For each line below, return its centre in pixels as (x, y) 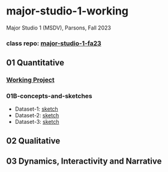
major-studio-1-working (67, 11)
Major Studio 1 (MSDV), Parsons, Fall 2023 (58, 28)
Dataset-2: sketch (37, 115)
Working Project (31, 80)
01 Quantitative (35, 63)
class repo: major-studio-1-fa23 (54, 43)
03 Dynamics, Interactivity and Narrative (84, 161)
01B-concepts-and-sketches (49, 96)
